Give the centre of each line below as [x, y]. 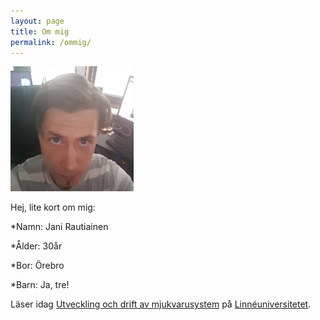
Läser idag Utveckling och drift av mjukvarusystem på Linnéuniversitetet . [161, 304]
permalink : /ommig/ [51, 42]
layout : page [37, 21]
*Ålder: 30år [36, 246]
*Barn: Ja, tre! [40, 285]
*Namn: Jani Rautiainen [59, 227]
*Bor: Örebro [37, 266]
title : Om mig [40, 31]
